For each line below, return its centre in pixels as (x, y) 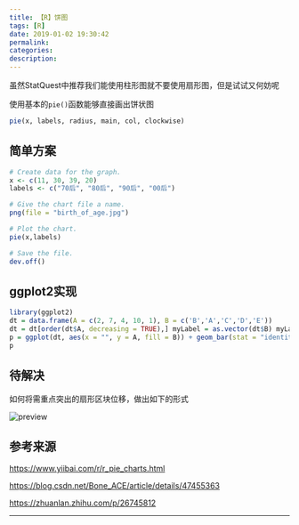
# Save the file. (41, 253)
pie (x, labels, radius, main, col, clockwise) (97, 121)
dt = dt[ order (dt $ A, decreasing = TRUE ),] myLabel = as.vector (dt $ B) (141, 329)
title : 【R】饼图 (39, 17)
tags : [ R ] (28, 26)
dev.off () (28, 262)
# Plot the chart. (43, 229)
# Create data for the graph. (65, 172)
